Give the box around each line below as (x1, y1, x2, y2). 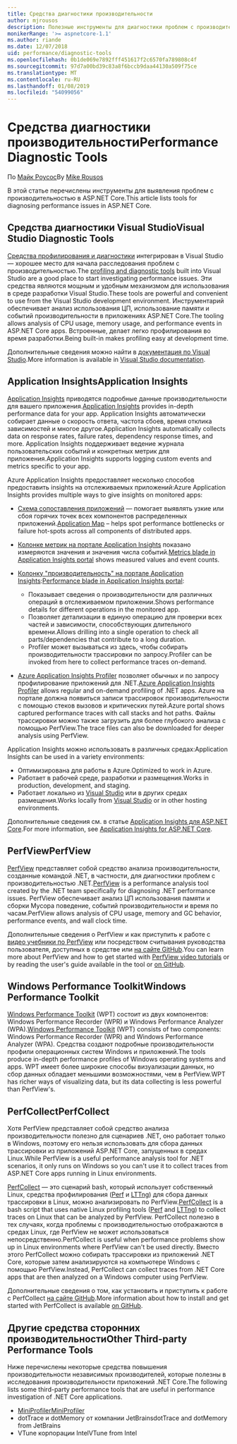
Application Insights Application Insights (7, 375, 188, 388)
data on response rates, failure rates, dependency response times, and (7, 432, 214, 440)
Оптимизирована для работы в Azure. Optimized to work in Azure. (17, 766, 213, 775)
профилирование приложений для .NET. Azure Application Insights (17, 679, 215, 687)
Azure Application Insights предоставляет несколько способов (7, 475, 195, 484)
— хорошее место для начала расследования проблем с (7, 259, 180, 267)
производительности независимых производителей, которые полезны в (7, 1370, 226, 1378)
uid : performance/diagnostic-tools (7, 50, 112, 57)
